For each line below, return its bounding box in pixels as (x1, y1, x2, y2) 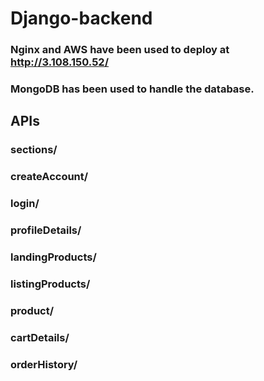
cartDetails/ (10, 330, 70, 344)
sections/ (10, 143, 58, 157)
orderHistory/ (10, 357, 78, 371)
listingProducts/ (10, 277, 91, 291)
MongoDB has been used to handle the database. (10, 82, 255, 96)
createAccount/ (10, 170, 89, 184)
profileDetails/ (10, 223, 82, 237)
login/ (10, 197, 40, 211)
